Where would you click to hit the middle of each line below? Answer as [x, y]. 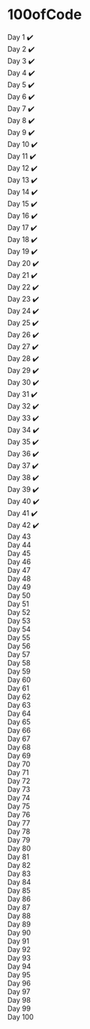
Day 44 [19, 544]
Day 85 [19, 890]
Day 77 [19, 823]
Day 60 [19, 679]
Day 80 [19, 848]
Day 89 [19, 924]
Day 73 [19, 789]
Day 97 [19, 991]
